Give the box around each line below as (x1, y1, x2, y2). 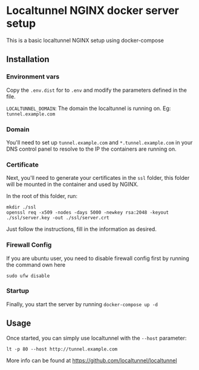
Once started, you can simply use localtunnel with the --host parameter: (6, 334, 187, 341)
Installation (6, 54, 50, 64)
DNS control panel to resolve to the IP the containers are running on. (6, 145, 177, 152)
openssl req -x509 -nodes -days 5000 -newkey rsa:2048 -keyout (6, 210, 169, 216)
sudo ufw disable (6, 273, 50, 279)
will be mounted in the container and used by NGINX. (6, 180, 139, 188)
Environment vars (6, 72, 60, 81)
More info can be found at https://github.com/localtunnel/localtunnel (6, 357, 177, 364)
